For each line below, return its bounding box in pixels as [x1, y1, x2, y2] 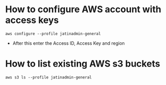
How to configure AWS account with [5, 4, 161, 15]
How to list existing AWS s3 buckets [5, 58, 160, 70]
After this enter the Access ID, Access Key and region [12, 40, 125, 46]
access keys [5, 14, 59, 26]
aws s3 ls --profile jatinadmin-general [5, 75, 92, 80]
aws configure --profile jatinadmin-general [5, 31, 101, 36]
